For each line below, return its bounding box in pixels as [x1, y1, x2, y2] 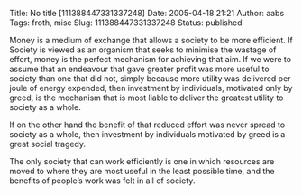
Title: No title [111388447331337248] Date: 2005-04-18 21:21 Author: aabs [9, 8, 285, 18]
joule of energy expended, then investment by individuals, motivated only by [9, 83, 293, 93]
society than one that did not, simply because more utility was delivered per [9, 73, 291, 84]
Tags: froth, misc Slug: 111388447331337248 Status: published [9, 17, 243, 28]
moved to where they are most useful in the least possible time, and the [9, 166, 275, 176]
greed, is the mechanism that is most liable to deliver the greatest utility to [9, 92, 284, 103]
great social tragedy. [9, 139, 87, 149]
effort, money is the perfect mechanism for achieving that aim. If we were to [9, 54, 291, 64]
